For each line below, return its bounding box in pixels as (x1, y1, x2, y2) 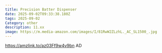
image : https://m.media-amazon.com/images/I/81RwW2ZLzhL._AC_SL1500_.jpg (5, 29, 158, 34)
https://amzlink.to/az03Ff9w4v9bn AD (5, 43, 82, 48)
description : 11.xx (5, 25, 45, 30)
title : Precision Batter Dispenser (5, 7, 77, 12)
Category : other (5, 20, 38, 26)
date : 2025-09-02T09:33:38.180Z (5, 12, 70, 16)
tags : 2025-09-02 (5, 16, 40, 21)
